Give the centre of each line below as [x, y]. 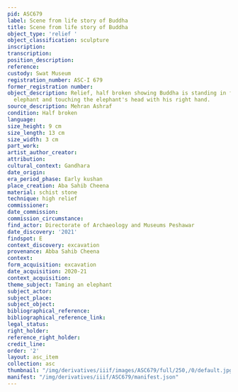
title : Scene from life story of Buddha [68, 27]
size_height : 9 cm [34, 126]
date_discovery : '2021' [42, 232]
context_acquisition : [39, 278]
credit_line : [27, 344]
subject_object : [31, 305]
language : [22, 119]
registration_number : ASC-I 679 [55, 80]
